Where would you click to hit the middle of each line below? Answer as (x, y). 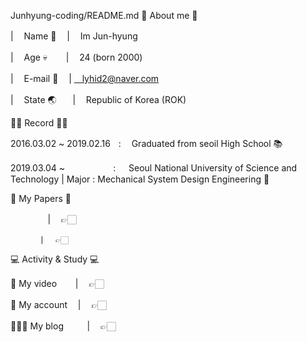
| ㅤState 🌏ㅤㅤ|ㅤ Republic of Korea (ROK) (98, 99)
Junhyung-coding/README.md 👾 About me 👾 (104, 15)
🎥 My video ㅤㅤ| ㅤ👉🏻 (57, 283)
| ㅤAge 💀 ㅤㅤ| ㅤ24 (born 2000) (76, 57)
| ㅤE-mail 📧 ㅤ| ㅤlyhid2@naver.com (85, 78)
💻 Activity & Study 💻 (55, 259)
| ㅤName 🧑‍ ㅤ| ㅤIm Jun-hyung (74, 36)
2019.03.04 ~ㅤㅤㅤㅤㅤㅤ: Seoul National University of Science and (154, 168)
